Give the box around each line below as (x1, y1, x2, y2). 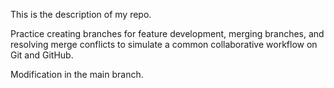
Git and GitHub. (10, 49, 74, 61)
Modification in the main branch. (10, 69, 144, 80)
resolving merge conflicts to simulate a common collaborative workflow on (10, 39, 318, 50)
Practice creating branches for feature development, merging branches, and (10, 28, 325, 39)
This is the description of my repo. (10, 9, 152, 20)
